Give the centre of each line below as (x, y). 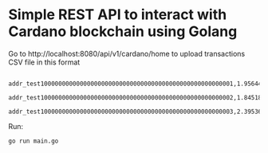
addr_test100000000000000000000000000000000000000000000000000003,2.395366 (137, 112)
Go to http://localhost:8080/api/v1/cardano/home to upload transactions (127, 53)
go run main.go (33, 141)
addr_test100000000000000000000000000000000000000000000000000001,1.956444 (137, 84)
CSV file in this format (44, 62)
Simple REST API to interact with (118, 15)
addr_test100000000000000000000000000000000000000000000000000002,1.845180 (137, 97)
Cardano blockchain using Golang (123, 31)
